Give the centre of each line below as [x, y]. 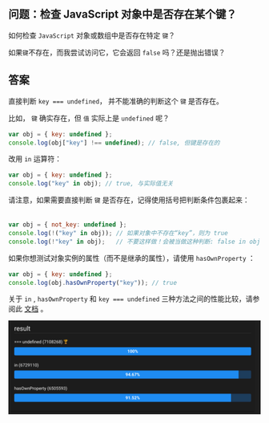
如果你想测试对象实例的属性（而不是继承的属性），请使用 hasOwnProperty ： [132, 258]
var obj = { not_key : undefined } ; [68, 225]
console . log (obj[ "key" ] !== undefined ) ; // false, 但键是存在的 [114, 143]
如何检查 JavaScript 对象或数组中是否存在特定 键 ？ [92, 35]
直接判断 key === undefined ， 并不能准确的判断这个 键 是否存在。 [116, 101]
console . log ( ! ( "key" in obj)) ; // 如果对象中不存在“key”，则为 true [118, 233]
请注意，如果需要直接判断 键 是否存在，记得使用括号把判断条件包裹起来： [129, 200]
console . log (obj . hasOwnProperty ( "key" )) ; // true [93, 283]
